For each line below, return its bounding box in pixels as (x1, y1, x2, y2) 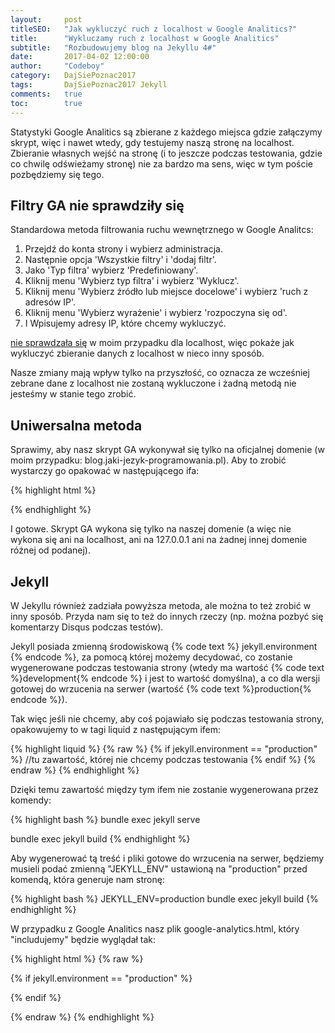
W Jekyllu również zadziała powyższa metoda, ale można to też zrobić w (10, 599, 312, 611)
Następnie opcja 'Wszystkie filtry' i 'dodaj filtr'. (24, 254, 217, 266)
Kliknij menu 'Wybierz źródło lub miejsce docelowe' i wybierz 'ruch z (24, 286, 309, 298)
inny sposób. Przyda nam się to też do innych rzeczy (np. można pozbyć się (10, 610, 324, 622)
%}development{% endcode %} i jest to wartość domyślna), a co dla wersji (10, 672, 321, 684)
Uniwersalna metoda (10, 417, 143, 434)
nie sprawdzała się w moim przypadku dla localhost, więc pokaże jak (10, 337, 295, 349)
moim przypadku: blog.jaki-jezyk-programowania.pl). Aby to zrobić (10, 454, 287, 466)
